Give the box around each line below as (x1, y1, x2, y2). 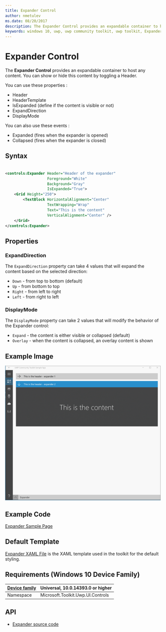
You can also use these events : (5, 123, 70, 129)
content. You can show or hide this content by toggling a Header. (5, 72, 137, 79)
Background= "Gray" (47, 181, 85, 186)
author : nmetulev (5, 13, 41, 18)
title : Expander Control (5, 8, 56, 13)
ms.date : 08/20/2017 (5, 18, 48, 23)
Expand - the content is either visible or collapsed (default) (12, 333, 130, 339)
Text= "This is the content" (47, 208, 105, 212)
